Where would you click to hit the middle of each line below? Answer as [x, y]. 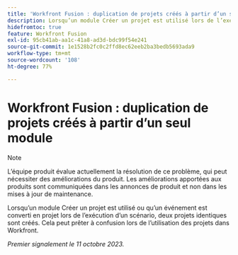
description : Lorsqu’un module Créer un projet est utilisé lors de [110, 21]
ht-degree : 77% [30, 67]
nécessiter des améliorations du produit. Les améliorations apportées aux [114, 178]
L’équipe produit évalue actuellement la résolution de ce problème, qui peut [117, 171]
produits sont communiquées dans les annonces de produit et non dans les [117, 186]
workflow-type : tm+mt [39, 54]
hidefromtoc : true [34, 27]
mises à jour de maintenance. [50, 194]
